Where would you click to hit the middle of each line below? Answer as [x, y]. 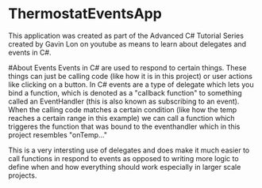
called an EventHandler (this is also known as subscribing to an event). [124, 101]
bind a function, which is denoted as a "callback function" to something [125, 92]
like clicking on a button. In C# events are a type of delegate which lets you [131, 85]
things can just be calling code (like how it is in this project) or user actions [130, 76]
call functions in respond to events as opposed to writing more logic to [124, 158]
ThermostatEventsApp [85, 14]
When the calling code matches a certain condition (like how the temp [123, 109]
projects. [23, 175]
